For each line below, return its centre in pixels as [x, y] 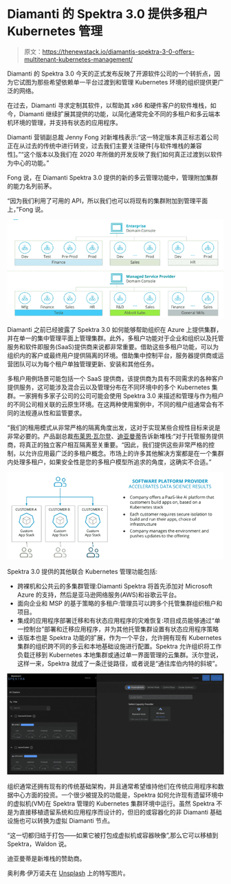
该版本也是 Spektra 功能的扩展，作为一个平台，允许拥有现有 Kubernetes [119, 637]
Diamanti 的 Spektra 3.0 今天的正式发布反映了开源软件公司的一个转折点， [111, 74]
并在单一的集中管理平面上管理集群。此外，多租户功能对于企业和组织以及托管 [115, 338]
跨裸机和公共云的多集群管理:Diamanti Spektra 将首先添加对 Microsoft [115, 586]
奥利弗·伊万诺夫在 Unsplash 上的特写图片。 [68, 873]
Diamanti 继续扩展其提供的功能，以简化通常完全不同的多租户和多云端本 [120, 113]
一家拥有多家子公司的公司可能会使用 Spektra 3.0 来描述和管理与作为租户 [121, 396]
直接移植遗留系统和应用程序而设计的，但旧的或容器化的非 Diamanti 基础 [120, 813]
